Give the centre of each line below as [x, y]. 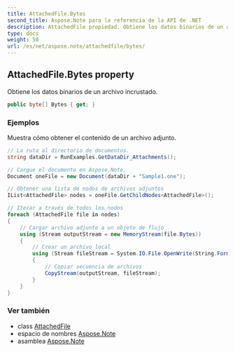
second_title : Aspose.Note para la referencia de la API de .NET [104, 20]
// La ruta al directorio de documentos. [69, 150]
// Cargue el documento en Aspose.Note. [67, 170]
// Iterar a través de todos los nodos [65, 208]
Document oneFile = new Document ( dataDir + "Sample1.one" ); [97, 176]
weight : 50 [23, 40]
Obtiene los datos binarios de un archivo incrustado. [83, 91]
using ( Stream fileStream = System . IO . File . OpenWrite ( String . [125, 254]
